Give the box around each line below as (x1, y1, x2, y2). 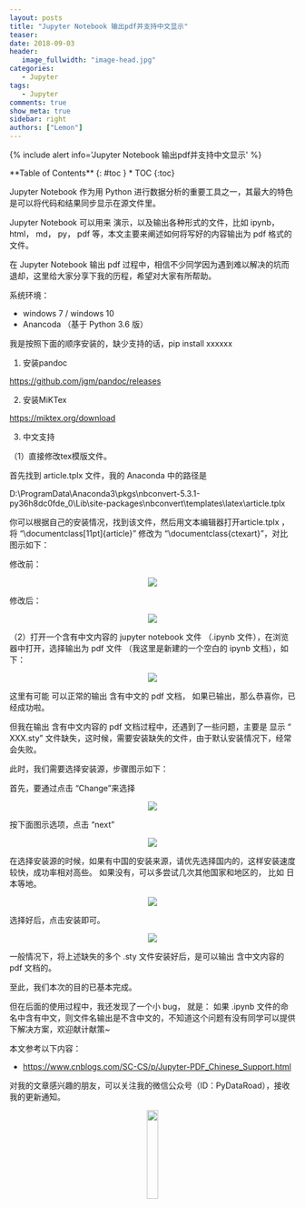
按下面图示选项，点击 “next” (9, 820, 115, 830)
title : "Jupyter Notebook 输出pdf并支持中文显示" (9, 22, 189, 31)
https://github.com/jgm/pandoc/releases (9, 376, 162, 387)
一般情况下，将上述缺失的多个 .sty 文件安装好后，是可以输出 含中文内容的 (9, 951, 284, 961)
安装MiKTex (22, 395, 67, 405)
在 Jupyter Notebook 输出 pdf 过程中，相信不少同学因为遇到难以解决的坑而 (9, 259, 290, 269)
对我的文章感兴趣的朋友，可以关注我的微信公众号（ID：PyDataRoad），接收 (9, 1080, 290, 1091)
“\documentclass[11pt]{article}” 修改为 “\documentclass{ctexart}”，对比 (19, 528, 289, 539)
